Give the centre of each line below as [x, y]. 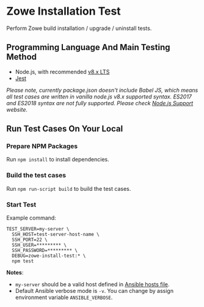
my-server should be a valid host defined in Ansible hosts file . [92, 284]
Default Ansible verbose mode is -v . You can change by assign [94, 291]
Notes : [15, 273]
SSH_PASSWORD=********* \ [45, 251]
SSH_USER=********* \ [39, 245]
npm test [23, 261]
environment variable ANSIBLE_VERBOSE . [64, 297]
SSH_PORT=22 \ [30, 240]
